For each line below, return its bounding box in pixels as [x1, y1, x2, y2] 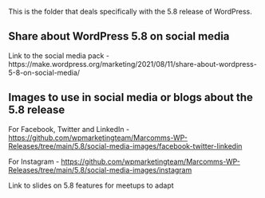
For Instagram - [8, 157, 60, 166]
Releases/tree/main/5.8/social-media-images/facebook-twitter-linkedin [8, 141, 243, 150]
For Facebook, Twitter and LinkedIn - [8, 124, 130, 134]
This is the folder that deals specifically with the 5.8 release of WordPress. [8, 7, 253, 16]
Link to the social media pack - [8, 51, 110, 60]
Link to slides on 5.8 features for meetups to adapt [8, 181, 174, 190]
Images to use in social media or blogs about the [8, 91, 254, 104]
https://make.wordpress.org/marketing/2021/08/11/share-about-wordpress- [8, 59, 257, 68]
